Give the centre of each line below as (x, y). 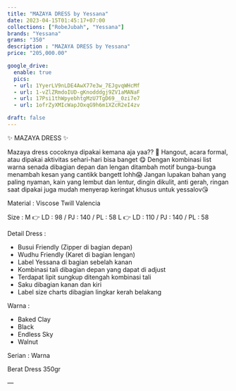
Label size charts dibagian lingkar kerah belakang (89, 292)
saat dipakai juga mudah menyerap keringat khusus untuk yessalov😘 (108, 189)
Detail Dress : (27, 233)
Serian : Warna (29, 355)
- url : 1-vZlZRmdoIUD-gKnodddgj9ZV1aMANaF (77, 92)
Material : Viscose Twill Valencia (54, 203)
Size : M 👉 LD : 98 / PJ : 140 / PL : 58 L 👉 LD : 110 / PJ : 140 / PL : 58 (108, 217)
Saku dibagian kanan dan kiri (60, 284)
